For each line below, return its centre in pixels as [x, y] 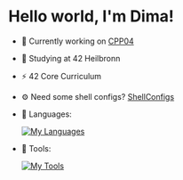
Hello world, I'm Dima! [91, 16]
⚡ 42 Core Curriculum [61, 76]
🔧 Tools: [36, 148]
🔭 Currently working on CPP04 [77, 41]
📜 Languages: [46, 114]
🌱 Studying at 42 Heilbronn [71, 58]
